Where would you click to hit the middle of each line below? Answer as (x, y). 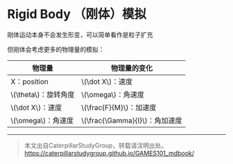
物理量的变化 (132, 68)
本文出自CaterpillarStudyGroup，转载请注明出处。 (96, 145)
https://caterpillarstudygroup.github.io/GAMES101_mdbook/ (109, 153)
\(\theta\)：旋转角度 (43, 94)
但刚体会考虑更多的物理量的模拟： (56, 49)
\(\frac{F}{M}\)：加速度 (119, 107)
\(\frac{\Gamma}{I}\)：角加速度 (132, 120)
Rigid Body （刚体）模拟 (77, 14)
